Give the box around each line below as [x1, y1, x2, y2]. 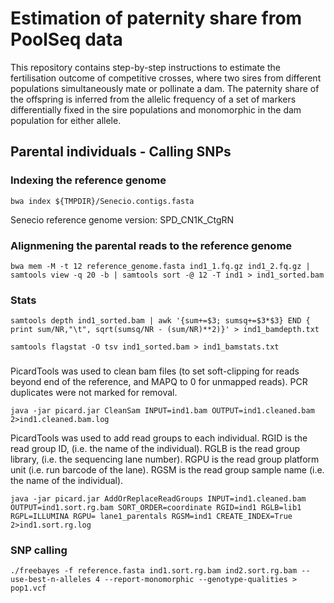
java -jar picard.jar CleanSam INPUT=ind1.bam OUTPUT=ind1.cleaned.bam [10, 406, 315, 416]
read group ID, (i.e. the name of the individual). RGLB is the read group [10, 443, 301, 455]
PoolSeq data [10, 28, 123, 51]
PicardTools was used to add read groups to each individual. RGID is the [10, 432, 308, 444]
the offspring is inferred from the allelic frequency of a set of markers [10, 93, 297, 105]
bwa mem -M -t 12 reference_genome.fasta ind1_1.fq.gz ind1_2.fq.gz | [10, 261, 311, 271]
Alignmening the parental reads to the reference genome [10, 238, 293, 252]
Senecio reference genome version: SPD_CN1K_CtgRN [10, 213, 235, 226]
